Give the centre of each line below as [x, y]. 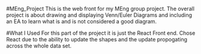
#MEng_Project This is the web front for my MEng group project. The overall [100, 9]
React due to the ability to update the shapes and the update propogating [97, 39]
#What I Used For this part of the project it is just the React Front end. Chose [101, 33]
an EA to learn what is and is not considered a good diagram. [82, 21]
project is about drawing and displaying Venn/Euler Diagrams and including [99, 15]
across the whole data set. [39, 46]
